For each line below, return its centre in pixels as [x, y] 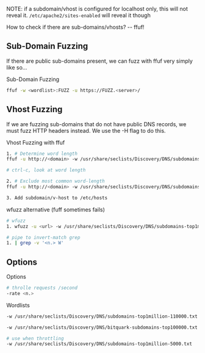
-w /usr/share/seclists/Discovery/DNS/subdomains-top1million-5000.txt [99, 344]
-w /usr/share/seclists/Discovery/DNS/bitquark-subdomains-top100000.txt [102, 327]
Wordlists [18, 305]
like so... [17, 67]
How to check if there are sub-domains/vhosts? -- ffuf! [75, 27]
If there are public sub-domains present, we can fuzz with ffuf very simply [100, 61]
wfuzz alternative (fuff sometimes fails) [56, 209]
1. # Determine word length [42, 154]
